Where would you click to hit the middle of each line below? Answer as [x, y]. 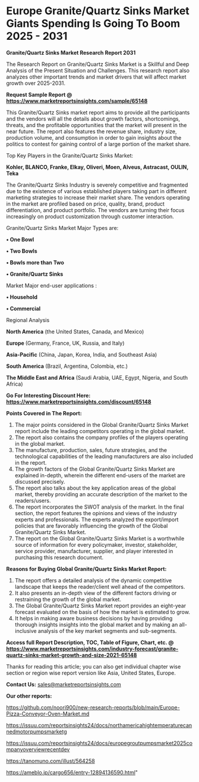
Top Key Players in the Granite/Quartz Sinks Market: [70, 155]
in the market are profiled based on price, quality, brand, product [86, 204]
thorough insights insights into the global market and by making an [96, 625]
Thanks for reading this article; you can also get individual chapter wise [94, 666]
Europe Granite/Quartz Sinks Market [98, 11]
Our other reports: [29, 696]
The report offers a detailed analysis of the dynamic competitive [93, 580]
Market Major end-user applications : [51, 285]
